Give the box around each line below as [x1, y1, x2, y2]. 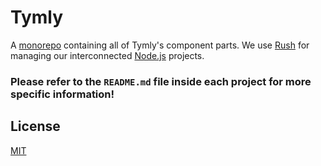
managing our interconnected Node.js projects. [10, 49, 205, 61]
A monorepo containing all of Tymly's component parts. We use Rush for [10, 39, 310, 51]
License [10, 118, 61, 135]
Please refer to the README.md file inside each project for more [10, 74, 312, 88]
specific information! [10, 87, 115, 101]
